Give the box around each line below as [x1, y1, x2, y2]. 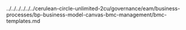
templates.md [6, 18, 40, 24]
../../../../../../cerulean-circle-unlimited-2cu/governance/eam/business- [6, 5, 181, 12]
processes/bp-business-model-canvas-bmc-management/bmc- [6, 11, 167, 18]
